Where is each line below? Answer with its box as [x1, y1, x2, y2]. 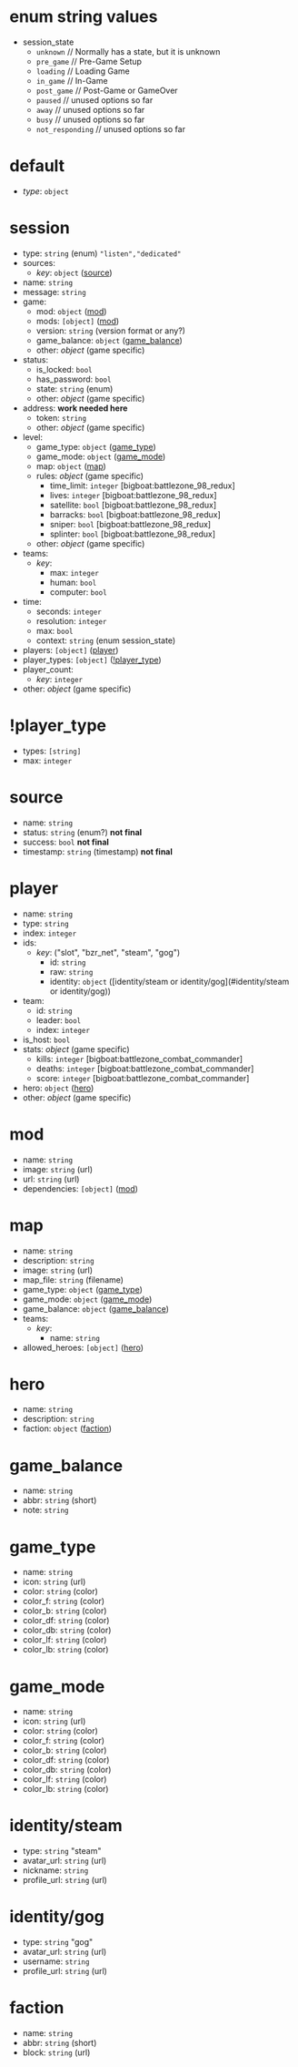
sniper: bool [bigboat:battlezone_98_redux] [49, 518, 212, 529]
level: [22, 431, 44, 443]
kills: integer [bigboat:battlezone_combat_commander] [35, 1053, 243, 1064]
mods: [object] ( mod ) [35, 315, 120, 326]
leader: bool [35, 1014, 82, 1026]
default [9, 156, 65, 177]
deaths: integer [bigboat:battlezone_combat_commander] [35, 1063, 254, 1074]
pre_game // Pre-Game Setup [35, 56, 143, 67]
